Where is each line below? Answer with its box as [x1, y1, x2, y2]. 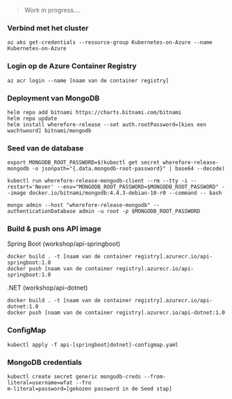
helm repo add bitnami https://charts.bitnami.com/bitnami [7, 109, 182, 116]
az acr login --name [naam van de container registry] [7, 77, 169, 84]
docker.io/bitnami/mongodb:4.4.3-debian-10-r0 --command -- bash [28, 189, 222, 197]
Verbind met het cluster [7, 23, 89, 33]
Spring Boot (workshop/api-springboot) [7, 240, 121, 248]
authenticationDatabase [7, 208, 76, 215]
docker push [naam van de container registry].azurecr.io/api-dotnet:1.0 [7, 309, 226, 316]
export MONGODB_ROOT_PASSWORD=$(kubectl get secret [7, 159, 160, 166]
